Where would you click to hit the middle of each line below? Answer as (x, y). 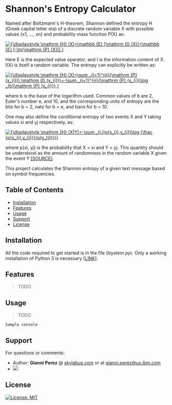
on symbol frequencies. (30, 174)
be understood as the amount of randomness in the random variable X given (86, 153)
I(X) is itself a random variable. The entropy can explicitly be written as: (81, 65)
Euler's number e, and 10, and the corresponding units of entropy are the (82, 101)
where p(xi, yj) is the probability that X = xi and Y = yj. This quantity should (84, 148)
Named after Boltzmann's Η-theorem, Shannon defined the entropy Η (79, 23)
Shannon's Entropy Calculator (71, 9)
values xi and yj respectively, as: (40, 122)
